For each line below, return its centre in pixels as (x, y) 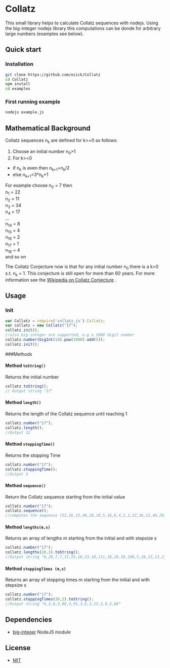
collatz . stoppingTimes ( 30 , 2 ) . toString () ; (50, 599)
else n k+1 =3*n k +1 (30, 175)
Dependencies (29, 620)
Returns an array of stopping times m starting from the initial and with (78, 580)
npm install (18, 84)
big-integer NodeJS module (41, 632)
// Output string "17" (29, 391)
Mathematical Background (48, 128)
